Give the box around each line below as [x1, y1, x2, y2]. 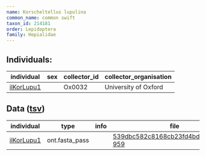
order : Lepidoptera [6, 26, 56, 32]
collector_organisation [104, 72, 172, 81]
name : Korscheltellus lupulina [6, 9, 86, 15]
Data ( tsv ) [6, 103, 45, 114]
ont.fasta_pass [47, 136, 90, 144]
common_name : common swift [6, 15, 75, 21]
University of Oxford [104, 83, 164, 91]
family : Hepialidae [6, 32, 56, 38]
